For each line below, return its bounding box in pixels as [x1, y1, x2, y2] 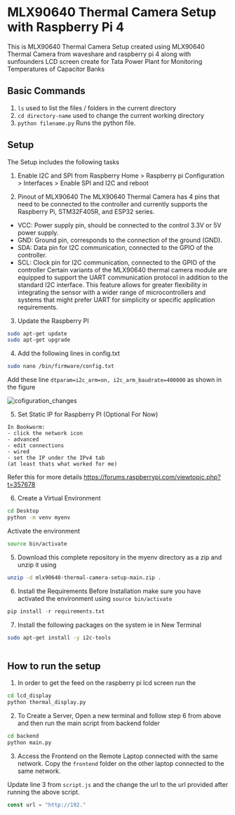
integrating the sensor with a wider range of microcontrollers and [17, 288, 206, 296]
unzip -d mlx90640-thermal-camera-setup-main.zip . [7, 574, 161, 581]
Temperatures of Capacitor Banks [7, 65, 105, 73]
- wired [7, 449, 30, 456]
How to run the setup [7, 660, 101, 672]
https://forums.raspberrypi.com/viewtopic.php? [83, 473, 221, 482]
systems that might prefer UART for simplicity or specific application [17, 296, 215, 304]
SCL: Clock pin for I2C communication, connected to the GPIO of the [17, 258, 216, 267]
